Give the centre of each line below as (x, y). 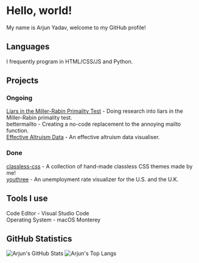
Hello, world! (39, 11)
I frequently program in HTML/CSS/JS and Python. (70, 61)
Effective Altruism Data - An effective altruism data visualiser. (83, 137)
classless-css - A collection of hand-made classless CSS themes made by (100, 166)
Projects (23, 81)
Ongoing (19, 98)
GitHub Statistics (39, 239)
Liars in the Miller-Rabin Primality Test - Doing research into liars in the (95, 111)
